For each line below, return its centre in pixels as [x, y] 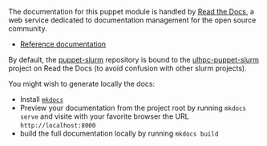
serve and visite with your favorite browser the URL [105, 116]
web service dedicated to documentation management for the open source [132, 20]
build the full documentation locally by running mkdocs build [119, 133]
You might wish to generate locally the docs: [81, 84]
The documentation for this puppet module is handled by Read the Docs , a [131, 12]
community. [28, 28]
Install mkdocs [42, 99]
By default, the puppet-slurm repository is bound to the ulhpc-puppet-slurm [133, 60]
